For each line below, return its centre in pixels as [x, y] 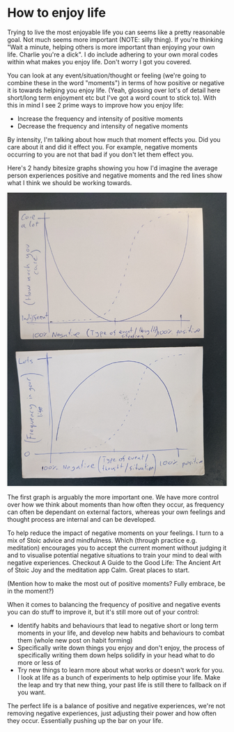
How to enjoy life [57, 13]
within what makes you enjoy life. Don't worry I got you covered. [99, 61]
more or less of [39, 662]
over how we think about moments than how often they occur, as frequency [116, 504]
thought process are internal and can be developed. [81, 519]
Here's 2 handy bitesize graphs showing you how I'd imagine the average [112, 168]
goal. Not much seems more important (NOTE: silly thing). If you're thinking [115, 39]
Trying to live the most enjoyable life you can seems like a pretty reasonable [116, 32]
